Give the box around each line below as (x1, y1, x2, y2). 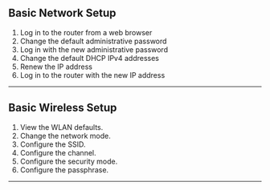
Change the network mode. (19, 131, 111, 140)
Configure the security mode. (19, 156, 118, 166)
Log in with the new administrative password (19, 44, 169, 55)
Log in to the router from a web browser (19, 27, 153, 37)
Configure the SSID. (19, 139, 86, 149)
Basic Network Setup (8, 6, 117, 20)
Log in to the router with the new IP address (19, 70, 166, 79)
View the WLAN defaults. (19, 122, 104, 131)
